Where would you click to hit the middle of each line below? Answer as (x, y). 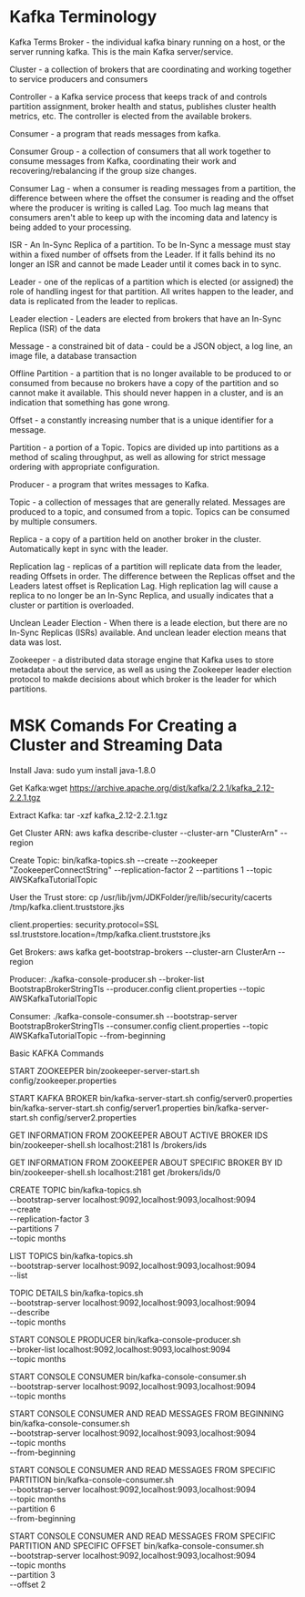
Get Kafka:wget (39, 788)
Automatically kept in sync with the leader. (89, 548)
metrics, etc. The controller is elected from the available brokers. (131, 116)
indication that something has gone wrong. (90, 402)
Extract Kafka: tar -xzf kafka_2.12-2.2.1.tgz (89, 815)
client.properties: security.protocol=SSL (84, 924)
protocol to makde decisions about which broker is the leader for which (143, 679)
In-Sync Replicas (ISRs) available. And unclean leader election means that (148, 632)
